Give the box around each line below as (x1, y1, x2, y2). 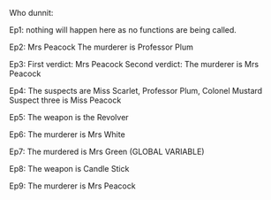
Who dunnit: (9, 8, 54, 18)
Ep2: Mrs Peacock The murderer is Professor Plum (9, 42, 194, 52)
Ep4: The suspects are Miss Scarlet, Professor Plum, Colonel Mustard (9, 86, 263, 96)
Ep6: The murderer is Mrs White (9, 129, 125, 140)
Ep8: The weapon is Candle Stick (9, 164, 130, 173)
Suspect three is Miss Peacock (9, 95, 122, 105)
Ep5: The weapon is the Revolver (9, 112, 130, 122)
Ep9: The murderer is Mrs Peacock (9, 181, 136, 191)
